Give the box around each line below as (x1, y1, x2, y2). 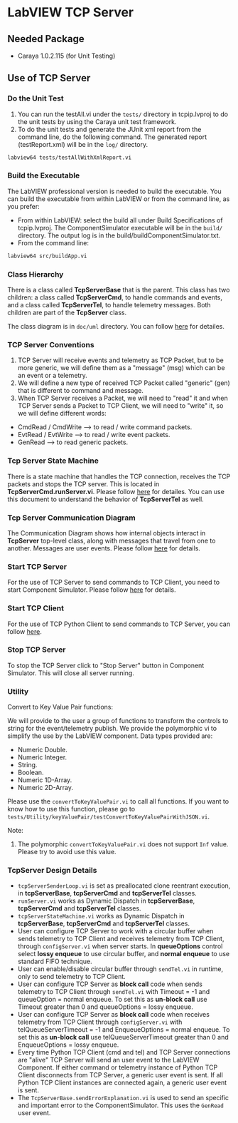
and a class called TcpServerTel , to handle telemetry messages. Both (7, 301, 211, 309)
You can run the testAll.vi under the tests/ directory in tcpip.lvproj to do (17, 110, 229, 118)
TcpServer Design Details (7, 866, 97, 876)
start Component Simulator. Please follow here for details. (7, 585, 176, 594)
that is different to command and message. (17, 386, 144, 395)
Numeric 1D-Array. (17, 776, 72, 784)
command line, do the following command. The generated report (17, 133, 207, 141)
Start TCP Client (7, 603, 64, 613)
